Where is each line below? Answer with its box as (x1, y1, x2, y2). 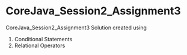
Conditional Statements (14, 35, 73, 42)
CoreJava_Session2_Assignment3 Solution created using (5, 24, 147, 31)
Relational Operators (14, 42, 66, 49)
